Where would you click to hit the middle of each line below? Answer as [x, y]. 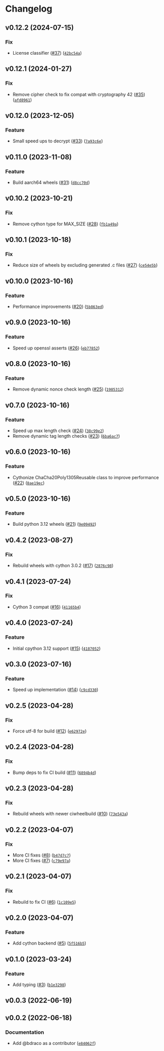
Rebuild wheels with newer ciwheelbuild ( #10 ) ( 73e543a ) [70, 814]
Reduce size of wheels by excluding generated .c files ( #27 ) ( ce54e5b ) [85, 265]
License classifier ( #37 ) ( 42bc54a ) [47, 53]
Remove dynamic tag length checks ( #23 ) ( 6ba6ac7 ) [66, 436]
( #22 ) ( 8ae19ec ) [29, 483]
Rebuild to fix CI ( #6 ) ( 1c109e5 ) [44, 902]
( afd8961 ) [22, 100]
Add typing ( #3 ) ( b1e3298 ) [39, 985]
